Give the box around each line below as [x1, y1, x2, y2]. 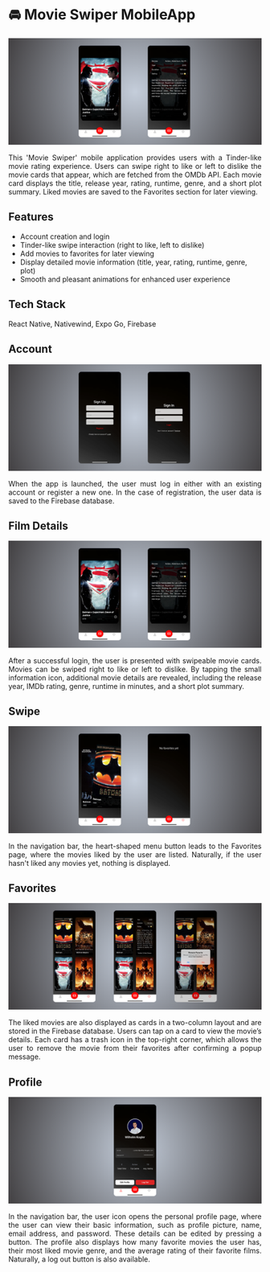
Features [8, 210, 54, 224]
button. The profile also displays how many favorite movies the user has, [8, 1237, 262, 1247]
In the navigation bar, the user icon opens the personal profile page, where [8, 1212, 262, 1221]
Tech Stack [8, 297, 66, 311]
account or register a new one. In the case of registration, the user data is [8, 487, 262, 497]
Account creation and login [19, 232, 110, 241]
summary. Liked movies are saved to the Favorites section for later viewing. [8, 187, 259, 197]
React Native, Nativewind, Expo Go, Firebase [8, 318, 157, 329]
